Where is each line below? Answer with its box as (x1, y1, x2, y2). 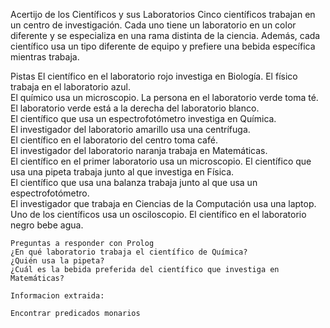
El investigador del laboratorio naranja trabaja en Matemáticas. (10, 145, 268, 156)
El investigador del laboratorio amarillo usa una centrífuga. (10, 124, 251, 135)
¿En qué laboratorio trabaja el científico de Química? (10, 247, 248, 257)
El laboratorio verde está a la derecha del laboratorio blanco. (10, 102, 260, 114)
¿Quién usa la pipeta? (10, 256, 105, 266)
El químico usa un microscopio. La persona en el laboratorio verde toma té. (10, 92, 319, 103)
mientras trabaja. (10, 51, 80, 63)
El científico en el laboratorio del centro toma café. (10, 134, 218, 146)
